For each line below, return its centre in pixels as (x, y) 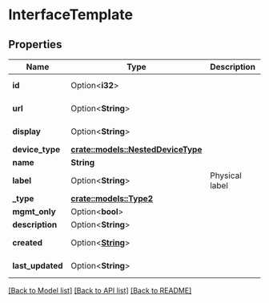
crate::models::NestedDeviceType (137, 149)
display (27, 131)
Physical (225, 176)
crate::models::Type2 (112, 198)
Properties (35, 44)
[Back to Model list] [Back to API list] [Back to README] (100, 291)
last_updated (38, 266)
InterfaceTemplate (71, 15)
